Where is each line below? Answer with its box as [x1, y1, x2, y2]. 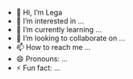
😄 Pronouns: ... [15, 54, 69, 64]
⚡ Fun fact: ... [15, 63, 60, 73]
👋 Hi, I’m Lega [15, 8, 63, 17]
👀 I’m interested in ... [15, 16, 85, 26]
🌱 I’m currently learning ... [15, 25, 102, 34]
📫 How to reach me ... [15, 43, 91, 52]
